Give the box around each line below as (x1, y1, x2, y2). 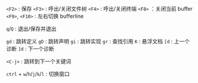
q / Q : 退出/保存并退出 (6, 25, 57, 32)
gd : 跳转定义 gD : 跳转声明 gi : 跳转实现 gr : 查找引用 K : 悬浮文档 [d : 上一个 (6, 38, 190, 44)
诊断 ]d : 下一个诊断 (6, 45, 55, 52)
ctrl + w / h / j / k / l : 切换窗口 (6, 71, 70, 77)
